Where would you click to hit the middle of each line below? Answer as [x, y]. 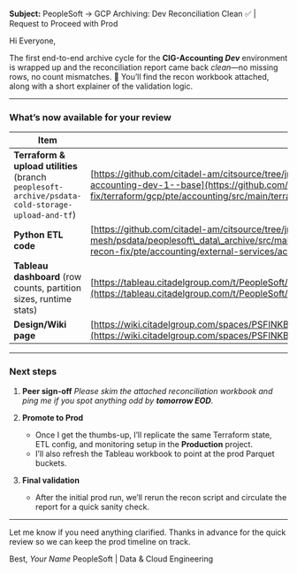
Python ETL [38, 235]
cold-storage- [43, 205]
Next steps [33, 372]
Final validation [50, 480]
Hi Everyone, [32, 41]
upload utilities [46, 166]
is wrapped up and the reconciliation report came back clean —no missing [144, 67]
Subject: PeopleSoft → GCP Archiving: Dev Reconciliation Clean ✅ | [133, 14]
